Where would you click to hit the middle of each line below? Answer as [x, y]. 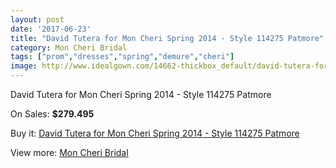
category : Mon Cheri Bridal [69, 47]
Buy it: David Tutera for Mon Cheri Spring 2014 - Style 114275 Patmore [155, 133]
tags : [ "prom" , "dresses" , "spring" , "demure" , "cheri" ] [122, 57]
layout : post [37, 19]
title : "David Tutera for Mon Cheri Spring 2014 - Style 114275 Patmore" [167, 38]
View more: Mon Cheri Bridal [69, 152]
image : [24, 66]
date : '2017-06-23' [51, 29]
